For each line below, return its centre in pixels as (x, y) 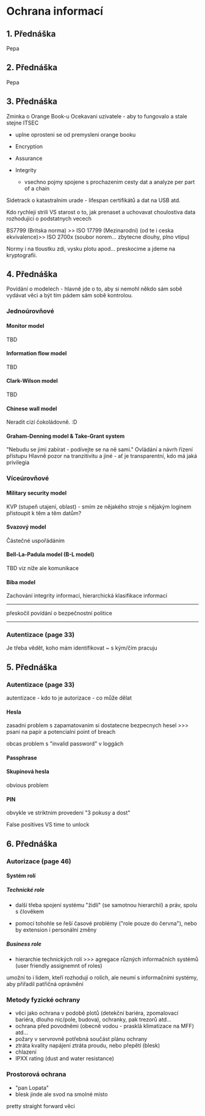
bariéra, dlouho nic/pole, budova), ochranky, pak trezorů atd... (93, 1020)
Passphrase (22, 758)
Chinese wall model (32, 408)
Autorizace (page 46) (39, 861)
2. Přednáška (32, 67)
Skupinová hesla (28, 772)
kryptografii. (22, 255)
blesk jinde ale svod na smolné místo (61, 1094)
